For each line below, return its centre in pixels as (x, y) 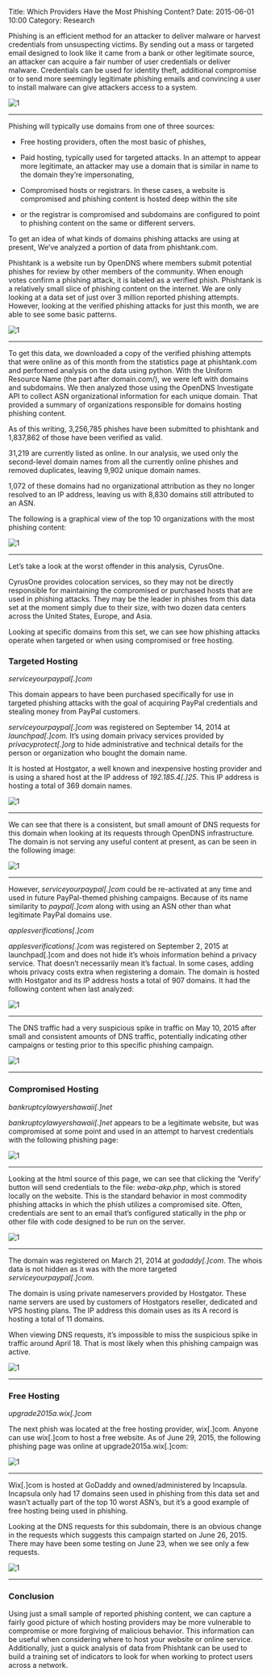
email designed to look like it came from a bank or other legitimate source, (131, 53)
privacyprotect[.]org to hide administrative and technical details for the (126, 744)
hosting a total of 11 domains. (56, 1318)
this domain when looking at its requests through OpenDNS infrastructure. (131, 833)
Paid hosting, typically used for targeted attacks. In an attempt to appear (140, 157)
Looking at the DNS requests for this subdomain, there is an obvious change (135, 1526)
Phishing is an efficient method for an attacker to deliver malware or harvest (134, 36)
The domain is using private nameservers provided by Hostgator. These (127, 1293)
